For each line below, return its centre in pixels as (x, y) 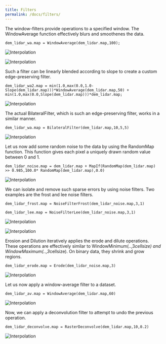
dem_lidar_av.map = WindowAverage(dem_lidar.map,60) (61, 293)
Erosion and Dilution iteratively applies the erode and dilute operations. (77, 241)
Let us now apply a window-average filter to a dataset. (61, 284)
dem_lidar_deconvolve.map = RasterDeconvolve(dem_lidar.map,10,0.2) (77, 327)
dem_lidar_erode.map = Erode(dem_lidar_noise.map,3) (61, 266)
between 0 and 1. (23, 157)
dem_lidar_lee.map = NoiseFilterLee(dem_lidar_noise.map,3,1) (70, 212)
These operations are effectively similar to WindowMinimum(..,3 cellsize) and (83, 246)
